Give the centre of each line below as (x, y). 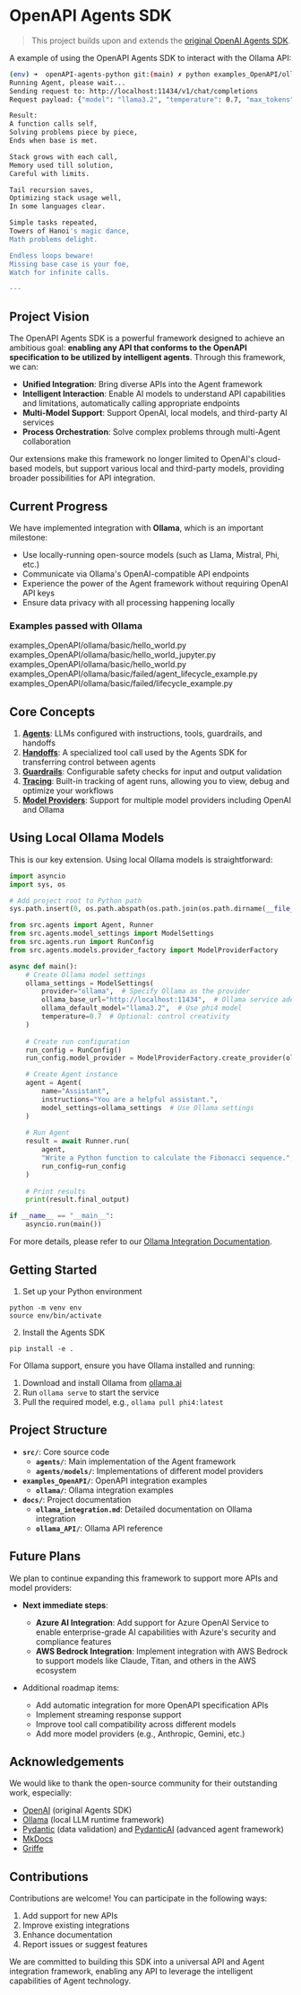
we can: (24, 367)
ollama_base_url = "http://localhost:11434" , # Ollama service (160, 1000)
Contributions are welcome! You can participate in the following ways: (138, 1898)
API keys (39, 593)
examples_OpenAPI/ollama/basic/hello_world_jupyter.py (113, 655)
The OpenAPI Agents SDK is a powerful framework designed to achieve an (147, 339)
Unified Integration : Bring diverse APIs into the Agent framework (142, 384)
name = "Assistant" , (76, 1091)
